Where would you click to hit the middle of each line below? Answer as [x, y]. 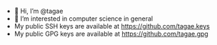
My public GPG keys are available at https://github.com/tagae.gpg [111, 34]
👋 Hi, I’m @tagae [39, 11]
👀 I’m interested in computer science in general [84, 19]
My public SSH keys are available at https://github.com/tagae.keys [112, 26]
